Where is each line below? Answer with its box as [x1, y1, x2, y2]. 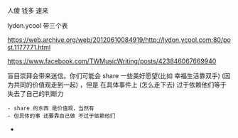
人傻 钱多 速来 [7, 6, 48, 14]
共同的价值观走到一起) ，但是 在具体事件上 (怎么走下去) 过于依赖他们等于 [13, 80, 227, 89]
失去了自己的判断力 [7, 90, 64, 97]
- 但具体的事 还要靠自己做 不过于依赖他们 [7, 112, 116, 120]
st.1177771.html [7, 43, 51, 51]
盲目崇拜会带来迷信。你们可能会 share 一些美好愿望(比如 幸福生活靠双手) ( [7, 72, 225, 80]
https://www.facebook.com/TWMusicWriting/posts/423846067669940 [7, 57, 217, 65]
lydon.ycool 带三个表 [7, 21, 69, 30]
